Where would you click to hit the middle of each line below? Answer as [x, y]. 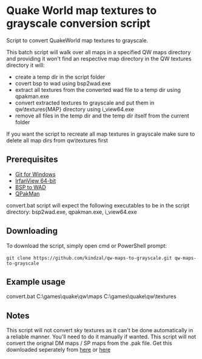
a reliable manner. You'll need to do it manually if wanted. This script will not [101, 337]
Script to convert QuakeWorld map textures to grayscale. [77, 40]
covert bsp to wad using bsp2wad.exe [63, 83]
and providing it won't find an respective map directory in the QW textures [99, 58]
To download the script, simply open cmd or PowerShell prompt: [87, 246]
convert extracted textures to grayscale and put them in [85, 103]
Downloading [32, 231]
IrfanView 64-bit [35, 181]
